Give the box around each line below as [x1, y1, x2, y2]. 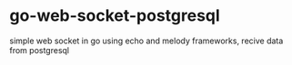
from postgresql [9, 44, 70, 55]
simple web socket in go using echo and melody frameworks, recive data [9, 35, 284, 46]
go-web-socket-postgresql [9, 5, 220, 26]
